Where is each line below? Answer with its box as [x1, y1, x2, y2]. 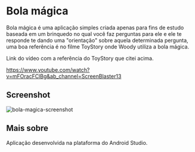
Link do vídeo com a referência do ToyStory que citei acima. [6, 54, 154, 62]
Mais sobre [6, 123, 49, 133]
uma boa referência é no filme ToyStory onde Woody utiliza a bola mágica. [6, 43, 190, 50]
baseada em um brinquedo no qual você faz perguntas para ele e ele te [6, 30, 182, 37]
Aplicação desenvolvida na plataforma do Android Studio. [6, 139, 148, 146]
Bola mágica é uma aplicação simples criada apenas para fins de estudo [6, 24, 184, 31]
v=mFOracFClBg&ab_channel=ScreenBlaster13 [6, 72, 122, 80]
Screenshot [6, 90, 51, 100]
